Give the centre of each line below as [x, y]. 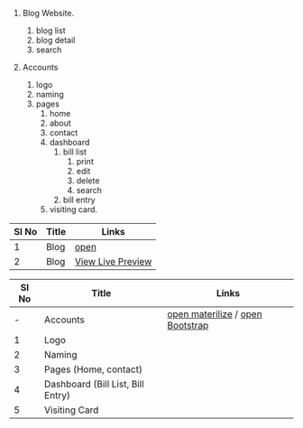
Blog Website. [48, 13]
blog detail [55, 40]
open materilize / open [215, 314]
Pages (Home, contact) [93, 369]
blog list [50, 30]
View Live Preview [113, 261]
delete [88, 181]
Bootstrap [188, 326]
